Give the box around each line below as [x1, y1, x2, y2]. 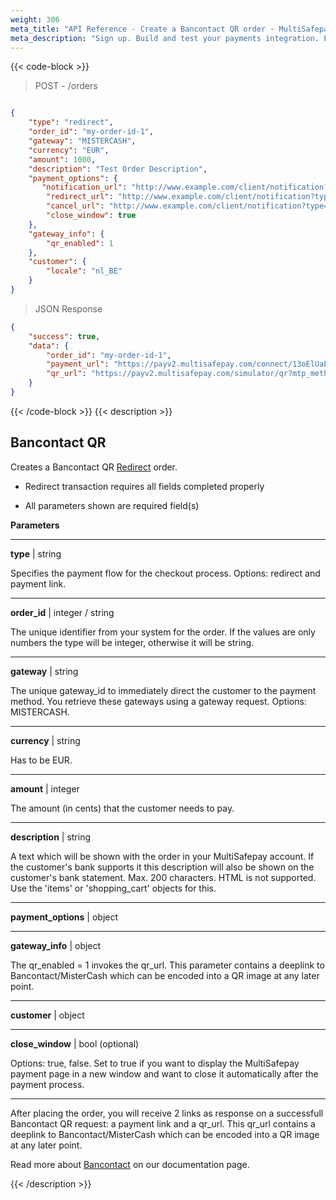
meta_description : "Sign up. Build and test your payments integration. [10, 33, 320, 43]
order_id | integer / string [10, 606, 115, 618]
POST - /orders [34, 80, 98, 92]
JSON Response [34, 302, 103, 315]
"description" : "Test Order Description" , [28, 164, 208, 174]
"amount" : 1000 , [28, 154, 97, 165]
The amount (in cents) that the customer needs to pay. [10, 802, 235, 814]
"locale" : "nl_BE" [46, 266, 123, 276]
